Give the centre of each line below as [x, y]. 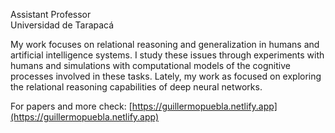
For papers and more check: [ [71, 106]
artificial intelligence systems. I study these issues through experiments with [167, 55]
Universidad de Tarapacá [62, 25]
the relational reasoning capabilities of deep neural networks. [136, 87]
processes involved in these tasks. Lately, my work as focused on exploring [166, 76]
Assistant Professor [51, 14]
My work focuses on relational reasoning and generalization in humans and [165, 44]
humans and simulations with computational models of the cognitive [150, 65]
